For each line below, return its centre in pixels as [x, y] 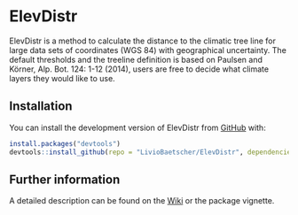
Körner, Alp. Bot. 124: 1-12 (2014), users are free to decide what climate [139, 69]
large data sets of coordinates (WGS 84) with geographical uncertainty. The [148, 50]
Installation [41, 107]
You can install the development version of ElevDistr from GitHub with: [137, 127]
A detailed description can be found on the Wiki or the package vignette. [142, 201]
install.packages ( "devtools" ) [65, 143]
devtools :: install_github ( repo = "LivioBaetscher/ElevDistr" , [126, 152]
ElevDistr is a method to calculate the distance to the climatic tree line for [143, 41]
